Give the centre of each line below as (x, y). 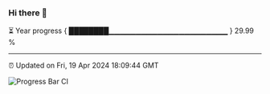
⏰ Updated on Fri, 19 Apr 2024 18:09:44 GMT (84, 65)
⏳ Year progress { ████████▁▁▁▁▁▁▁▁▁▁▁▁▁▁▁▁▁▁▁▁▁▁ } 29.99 (131, 31)
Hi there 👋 (28, 13)
